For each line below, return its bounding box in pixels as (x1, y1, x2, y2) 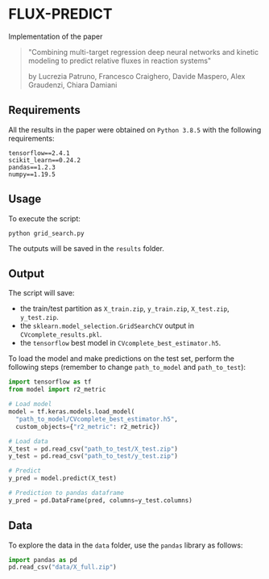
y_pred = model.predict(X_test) (8, 474, 117, 483)
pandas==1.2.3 (8, 163, 56, 171)
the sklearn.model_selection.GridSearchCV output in (19, 321, 195, 331)
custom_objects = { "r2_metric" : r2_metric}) (15, 422, 160, 430)
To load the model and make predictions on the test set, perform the (8, 354, 235, 363)
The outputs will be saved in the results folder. (8, 243, 165, 253)
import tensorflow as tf (8, 378, 92, 386)
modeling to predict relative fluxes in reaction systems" (27, 56, 212, 65)
